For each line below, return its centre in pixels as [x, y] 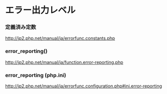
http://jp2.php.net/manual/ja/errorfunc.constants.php [60, 38]
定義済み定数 [21, 27]
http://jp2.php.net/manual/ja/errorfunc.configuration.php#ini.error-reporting [83, 86]
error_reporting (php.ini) [36, 75]
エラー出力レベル [41, 10]
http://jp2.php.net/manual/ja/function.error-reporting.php [64, 62]
